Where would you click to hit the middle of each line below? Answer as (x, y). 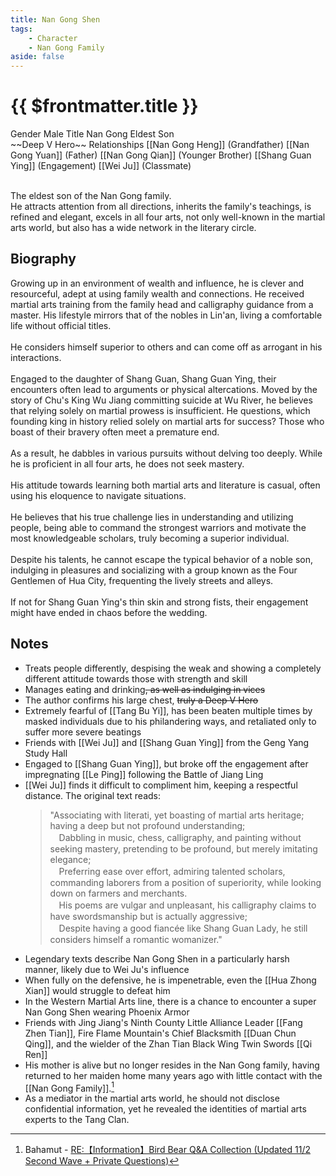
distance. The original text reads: (93, 795)
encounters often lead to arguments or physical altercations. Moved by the (164, 389)
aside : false (37, 57)
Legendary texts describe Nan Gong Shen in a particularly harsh (157, 958)
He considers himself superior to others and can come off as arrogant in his (166, 347)
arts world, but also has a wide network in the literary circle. (133, 228)
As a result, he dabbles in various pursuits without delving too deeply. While (166, 453)
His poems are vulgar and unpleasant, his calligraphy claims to (187, 905)
